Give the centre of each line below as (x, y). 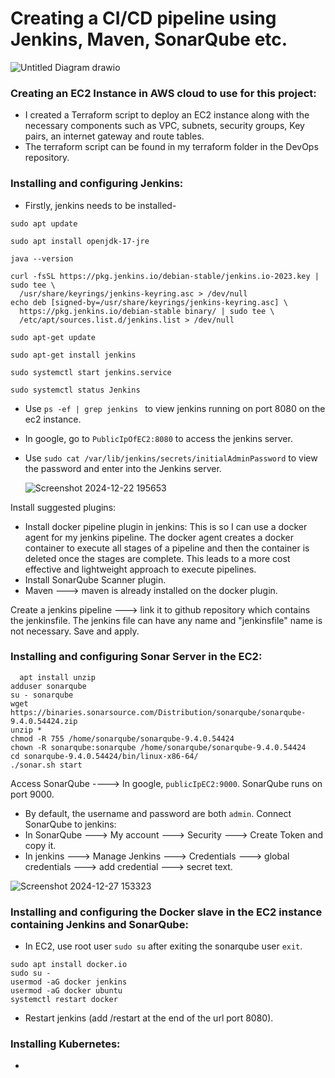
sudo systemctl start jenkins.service (91, 372)
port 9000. (32, 794)
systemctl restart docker (64, 1000)
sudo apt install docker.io (69, 965)
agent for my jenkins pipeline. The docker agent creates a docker (159, 537)
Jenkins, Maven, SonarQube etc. (149, 39)
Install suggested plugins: (63, 507)
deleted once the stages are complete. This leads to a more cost (157, 558)
